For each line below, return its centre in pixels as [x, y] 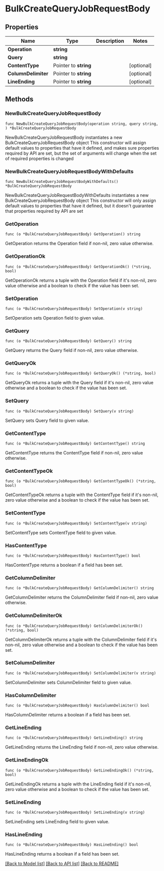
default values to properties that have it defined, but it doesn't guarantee [79, 206]
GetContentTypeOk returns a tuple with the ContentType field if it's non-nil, [82, 495]
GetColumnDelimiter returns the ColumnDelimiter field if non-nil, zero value [82, 598]
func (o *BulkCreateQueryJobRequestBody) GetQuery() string [69, 341]
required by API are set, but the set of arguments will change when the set [81, 153]
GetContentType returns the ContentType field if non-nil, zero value [74, 453]
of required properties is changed [39, 158]
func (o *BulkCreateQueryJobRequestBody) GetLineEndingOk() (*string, [80, 770]
